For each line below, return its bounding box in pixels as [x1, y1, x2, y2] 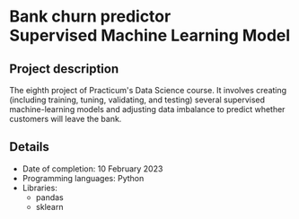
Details [9, 139, 49, 154]
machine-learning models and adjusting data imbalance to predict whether [9, 104, 286, 114]
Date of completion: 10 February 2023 [22, 163, 163, 174]
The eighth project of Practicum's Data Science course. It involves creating [9, 85, 287, 95]
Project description [9, 61, 119, 76]
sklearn [35, 201, 64, 212]
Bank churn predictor [9, 6, 171, 27]
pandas [35, 191, 65, 203]
